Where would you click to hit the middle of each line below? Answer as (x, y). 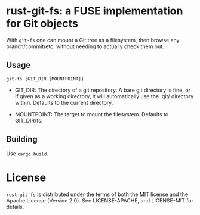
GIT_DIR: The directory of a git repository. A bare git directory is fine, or (103, 90)
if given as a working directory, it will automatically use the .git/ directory (104, 96)
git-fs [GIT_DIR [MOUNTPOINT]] (45, 79)
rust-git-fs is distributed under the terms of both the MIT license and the (97, 194)
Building (22, 139)
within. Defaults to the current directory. (64, 102)
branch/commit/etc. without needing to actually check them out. (85, 46)
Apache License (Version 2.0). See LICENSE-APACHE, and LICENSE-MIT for (100, 200)
